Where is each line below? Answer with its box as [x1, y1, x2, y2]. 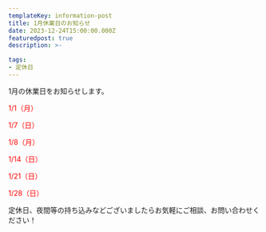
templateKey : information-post [8, 11, 113, 20]
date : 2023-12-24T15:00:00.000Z [8, 26, 116, 34]
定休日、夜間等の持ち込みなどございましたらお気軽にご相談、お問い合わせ [8, 205, 253, 214]
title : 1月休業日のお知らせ [8, 19, 91, 27]
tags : [8, 56, 26, 64]
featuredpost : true [8, 34, 73, 42]
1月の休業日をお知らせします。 [8, 86, 109, 96]
